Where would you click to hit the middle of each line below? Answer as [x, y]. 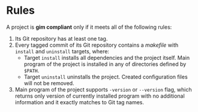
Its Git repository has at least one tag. [61, 38]
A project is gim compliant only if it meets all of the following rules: [89, 27]
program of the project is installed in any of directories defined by [105, 64]
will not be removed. [49, 83]
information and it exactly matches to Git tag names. [79, 102]
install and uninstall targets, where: [62, 51]
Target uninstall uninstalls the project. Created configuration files [106, 77]
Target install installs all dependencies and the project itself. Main [107, 57]
